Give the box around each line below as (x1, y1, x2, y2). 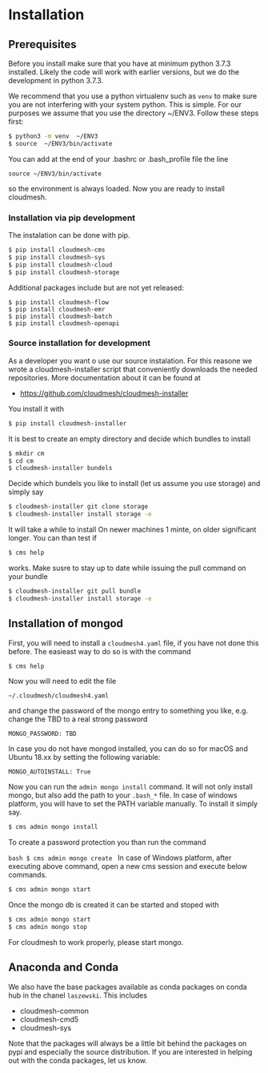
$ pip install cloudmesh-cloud (8, 260, 113, 269)
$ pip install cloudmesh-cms (8, 246, 106, 254)
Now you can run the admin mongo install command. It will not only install (8, 782, 254, 792)
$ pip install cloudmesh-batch (8, 312, 113, 320)
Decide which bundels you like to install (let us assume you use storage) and (8, 479, 261, 488)
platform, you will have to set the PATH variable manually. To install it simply (8, 799, 258, 809)
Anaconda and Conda (8, 961, 119, 975)
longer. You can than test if (8, 533, 98, 543)
